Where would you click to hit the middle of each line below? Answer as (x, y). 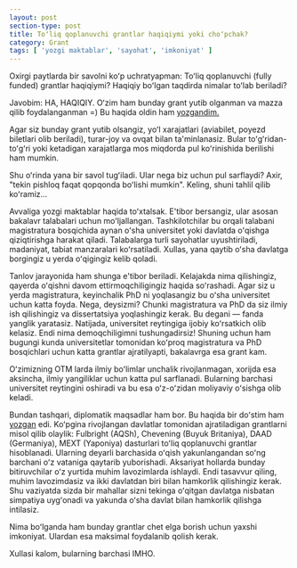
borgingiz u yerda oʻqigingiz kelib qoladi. (84, 259)
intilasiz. (24, 510)
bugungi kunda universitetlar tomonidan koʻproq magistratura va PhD (136, 342)
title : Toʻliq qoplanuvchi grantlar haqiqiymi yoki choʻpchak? (129, 34)
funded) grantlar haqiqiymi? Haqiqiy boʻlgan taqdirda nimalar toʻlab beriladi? (148, 86)
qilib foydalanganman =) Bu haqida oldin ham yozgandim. (114, 112)
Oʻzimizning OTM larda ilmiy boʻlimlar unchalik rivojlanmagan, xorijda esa (143, 369)
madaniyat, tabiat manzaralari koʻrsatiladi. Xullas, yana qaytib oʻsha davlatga (149, 250)
